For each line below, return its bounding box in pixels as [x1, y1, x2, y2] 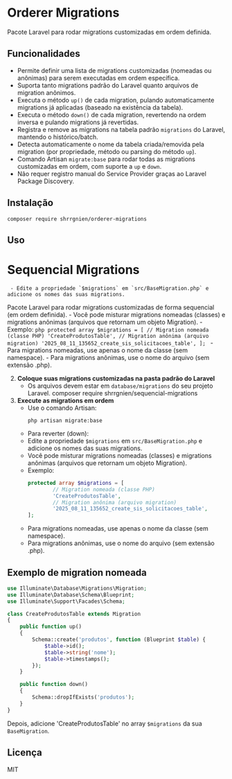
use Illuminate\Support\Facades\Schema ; [7, 598, 126, 605]
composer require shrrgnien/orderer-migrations [7, 215, 148, 223]
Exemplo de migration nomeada [7, 567, 148, 579]
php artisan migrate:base [27, 417, 102, 424]
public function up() [19, 623, 82, 631]
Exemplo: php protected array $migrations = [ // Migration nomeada [7, 325, 209, 334]
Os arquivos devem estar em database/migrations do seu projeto [27, 382, 213, 390]
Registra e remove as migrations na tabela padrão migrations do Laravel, [17, 125, 226, 133]
